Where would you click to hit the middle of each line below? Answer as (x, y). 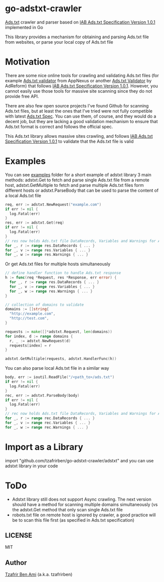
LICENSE (19, 535)
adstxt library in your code (31, 466)
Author (16, 563)
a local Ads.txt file (23, 195)
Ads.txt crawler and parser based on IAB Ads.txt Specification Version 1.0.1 (80, 22)
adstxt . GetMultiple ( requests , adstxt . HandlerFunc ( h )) (61, 359)
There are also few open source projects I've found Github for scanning (77, 105)
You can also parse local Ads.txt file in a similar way (57, 368)
